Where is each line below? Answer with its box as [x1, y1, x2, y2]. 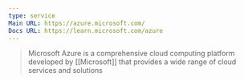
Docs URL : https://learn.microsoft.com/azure [8, 26, 163, 34]
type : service [8, 11, 56, 20]
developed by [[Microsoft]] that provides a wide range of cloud [27, 57, 237, 67]
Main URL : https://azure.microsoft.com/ [8, 19, 146, 27]
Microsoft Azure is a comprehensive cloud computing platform [27, 49, 235, 59]
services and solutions [27, 66, 103, 75]
